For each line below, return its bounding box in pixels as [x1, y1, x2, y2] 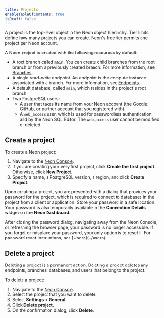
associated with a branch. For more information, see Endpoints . [12, 80, 141, 86]
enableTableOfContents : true [5, 12, 65, 17]
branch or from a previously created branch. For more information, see [12, 64, 155, 70]
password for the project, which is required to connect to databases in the [5, 194, 155, 200]
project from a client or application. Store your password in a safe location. [5, 199, 156, 205]
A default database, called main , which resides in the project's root [12, 85, 146, 91]
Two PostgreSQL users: [12, 96, 60, 102]
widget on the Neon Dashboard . [5, 210, 70, 216]
